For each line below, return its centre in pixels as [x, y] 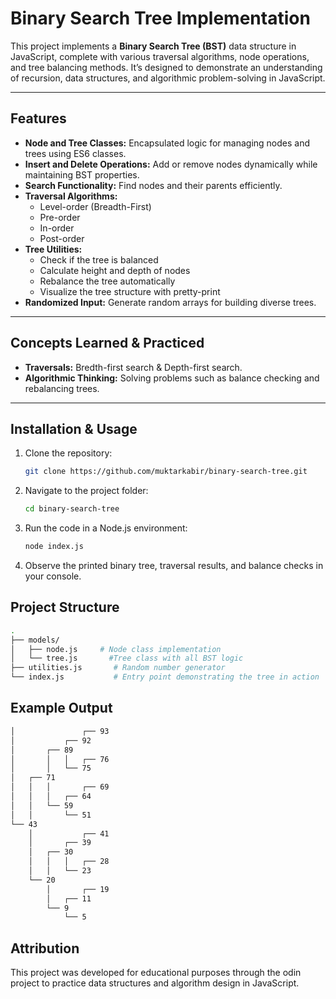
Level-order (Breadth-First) [95, 206]
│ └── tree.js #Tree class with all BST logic [127, 658]
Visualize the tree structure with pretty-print [130, 291]
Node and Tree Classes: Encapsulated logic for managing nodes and [167, 143]
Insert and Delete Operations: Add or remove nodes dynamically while [171, 164]
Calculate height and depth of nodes [115, 270]
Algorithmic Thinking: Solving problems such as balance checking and [172, 378]
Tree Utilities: [53, 249]
